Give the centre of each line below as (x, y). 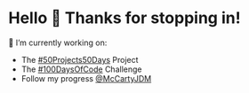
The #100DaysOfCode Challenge (81, 69)
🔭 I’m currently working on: (58, 43)
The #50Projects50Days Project (80, 59)
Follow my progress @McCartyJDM (86, 78)
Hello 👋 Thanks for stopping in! (124, 18)
